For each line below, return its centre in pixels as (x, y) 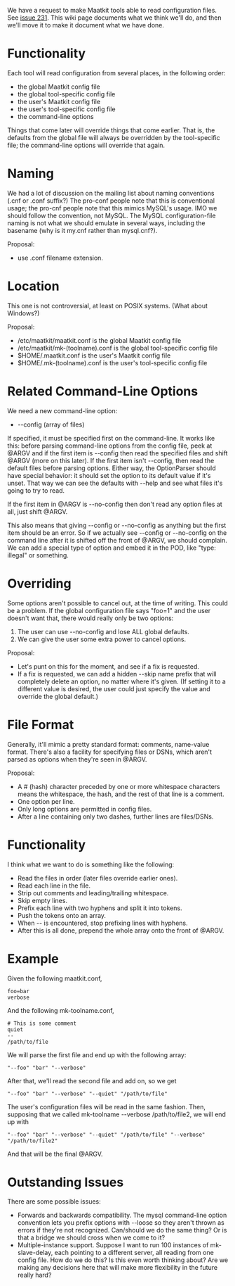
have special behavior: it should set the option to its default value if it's (109, 475)
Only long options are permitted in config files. (85, 809)
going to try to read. (36, 490)
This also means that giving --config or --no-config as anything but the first (117, 525)
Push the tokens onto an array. (62, 915)
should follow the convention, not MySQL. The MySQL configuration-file (112, 215)
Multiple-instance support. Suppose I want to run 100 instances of (113, 1245)
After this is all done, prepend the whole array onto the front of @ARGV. (121, 930)
